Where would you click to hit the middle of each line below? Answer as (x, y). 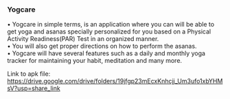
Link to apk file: (29, 74)
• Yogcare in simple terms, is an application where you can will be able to (111, 25)
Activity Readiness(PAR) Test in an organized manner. (83, 39)
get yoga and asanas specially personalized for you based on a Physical (109, 31)
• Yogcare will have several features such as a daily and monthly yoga (106, 53)
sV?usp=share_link (34, 88)
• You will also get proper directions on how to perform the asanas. (102, 46)
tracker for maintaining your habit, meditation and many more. (95, 61)
